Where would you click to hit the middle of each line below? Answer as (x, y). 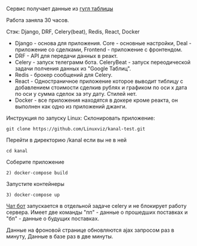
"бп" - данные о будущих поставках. (53, 219)
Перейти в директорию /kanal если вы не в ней (67, 140)
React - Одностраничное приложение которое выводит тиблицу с (99, 81)
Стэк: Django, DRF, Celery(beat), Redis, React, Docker (73, 32)
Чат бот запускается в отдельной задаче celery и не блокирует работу (96, 206)
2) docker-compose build (37, 173)
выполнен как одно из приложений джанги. (71, 106)
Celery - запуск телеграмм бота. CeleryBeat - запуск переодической (103, 62)
